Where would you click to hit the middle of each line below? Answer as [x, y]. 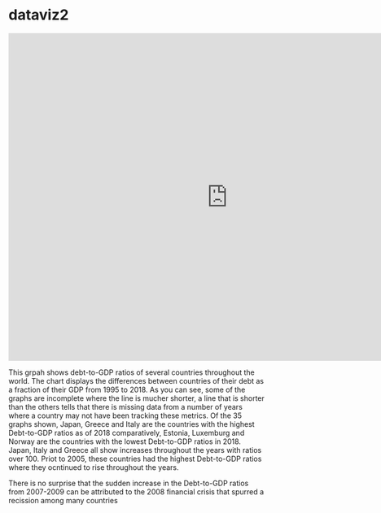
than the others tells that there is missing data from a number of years [125, 406]
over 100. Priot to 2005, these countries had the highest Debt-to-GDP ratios [135, 459]
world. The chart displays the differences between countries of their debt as [136, 380]
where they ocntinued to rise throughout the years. [94, 467]
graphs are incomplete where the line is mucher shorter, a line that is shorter [136, 398]
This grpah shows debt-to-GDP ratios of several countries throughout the [131, 372]
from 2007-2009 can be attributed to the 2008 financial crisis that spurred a [136, 491]
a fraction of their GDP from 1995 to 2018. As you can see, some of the [127, 389]
